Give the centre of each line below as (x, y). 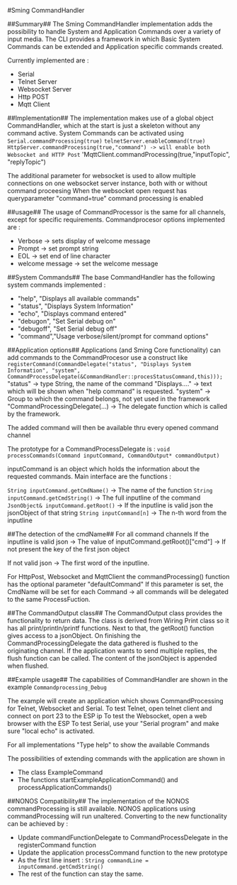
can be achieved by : (38, 824)
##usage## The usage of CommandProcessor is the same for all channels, (117, 212)
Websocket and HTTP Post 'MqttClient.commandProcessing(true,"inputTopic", (119, 154)
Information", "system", (44, 370)
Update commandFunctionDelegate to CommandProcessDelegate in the (123, 837)
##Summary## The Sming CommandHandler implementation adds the (110, 24)
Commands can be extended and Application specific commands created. (116, 46)
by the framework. (34, 414)
